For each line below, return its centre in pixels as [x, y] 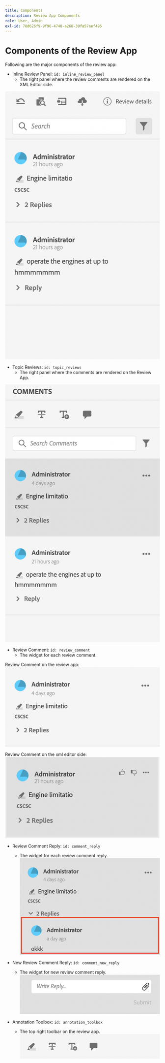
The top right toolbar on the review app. [60, 1032]
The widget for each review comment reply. [64, 855]
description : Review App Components [42, 16]
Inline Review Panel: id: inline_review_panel [58, 74]
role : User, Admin [24, 21]
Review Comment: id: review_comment [51, 650]
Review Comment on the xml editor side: [46, 754]
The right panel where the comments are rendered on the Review [85, 372]
